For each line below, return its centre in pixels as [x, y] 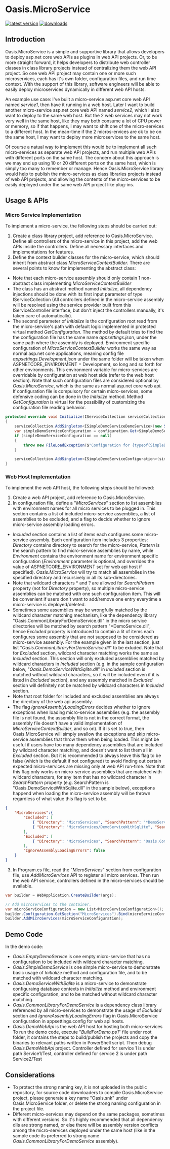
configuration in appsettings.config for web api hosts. [69, 1021]
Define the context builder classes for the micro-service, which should [86, 257]
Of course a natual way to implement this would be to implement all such [81, 147]
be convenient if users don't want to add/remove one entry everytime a [87, 599]
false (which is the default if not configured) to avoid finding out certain [87, 761]
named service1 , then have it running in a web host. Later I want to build [80, 105]
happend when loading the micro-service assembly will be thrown [81, 794]
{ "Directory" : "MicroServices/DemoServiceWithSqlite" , [92, 827]
